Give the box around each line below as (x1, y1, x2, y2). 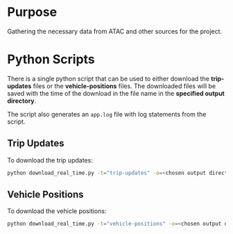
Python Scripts (7, 51, 95, 67)
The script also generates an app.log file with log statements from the (7, 110, 207, 118)
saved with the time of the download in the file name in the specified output (7, 89, 225, 97)
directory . (7, 97, 37, 105)
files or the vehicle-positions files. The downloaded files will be (33, 81, 216, 90)
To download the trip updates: (7, 156, 94, 164)
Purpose (7, 4, 58, 20)
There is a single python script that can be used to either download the (7, 74, 210, 83)
